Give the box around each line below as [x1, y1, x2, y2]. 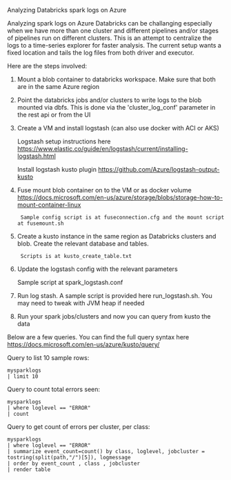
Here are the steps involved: [7, 62, 88, 70]
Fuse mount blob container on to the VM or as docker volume [17, 186, 192, 194]
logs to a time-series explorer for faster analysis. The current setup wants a [7, 41, 222, 49]
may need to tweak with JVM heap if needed [17, 299, 145, 307]
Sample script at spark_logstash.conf [17, 279, 123, 286]
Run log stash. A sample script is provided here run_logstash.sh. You [17, 292, 212, 299]
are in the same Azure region [17, 83, 100, 90]
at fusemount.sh [17, 220, 64, 227]
